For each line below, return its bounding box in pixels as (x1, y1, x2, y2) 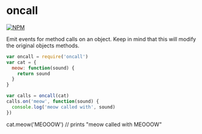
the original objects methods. (6, 42, 80, 49)
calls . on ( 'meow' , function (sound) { (6, 98, 99, 105)
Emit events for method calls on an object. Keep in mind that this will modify (6, 35, 197, 42)
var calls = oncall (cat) (6, 93, 69, 99)
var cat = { (6, 59, 37, 65)
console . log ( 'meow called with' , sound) (12, 104, 116, 110)
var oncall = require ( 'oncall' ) (6, 53, 88, 59)
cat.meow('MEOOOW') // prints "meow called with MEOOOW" (6, 121, 162, 128)
